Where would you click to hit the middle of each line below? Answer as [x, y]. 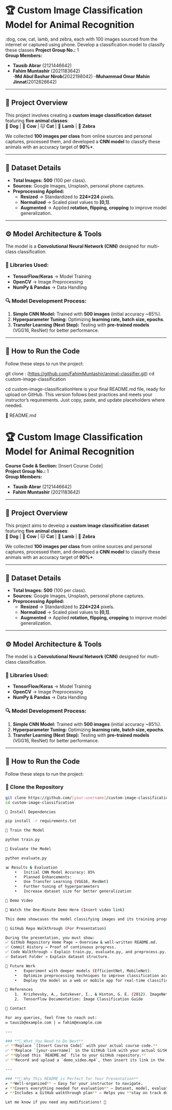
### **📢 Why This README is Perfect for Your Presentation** [72, 1079]
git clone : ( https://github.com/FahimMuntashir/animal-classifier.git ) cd [80, 373]
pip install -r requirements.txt [41, 821]
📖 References [19, 990]
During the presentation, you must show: [50, 938]
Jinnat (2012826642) [35, 82]
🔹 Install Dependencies [31, 812]
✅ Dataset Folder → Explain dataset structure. [58, 957]
